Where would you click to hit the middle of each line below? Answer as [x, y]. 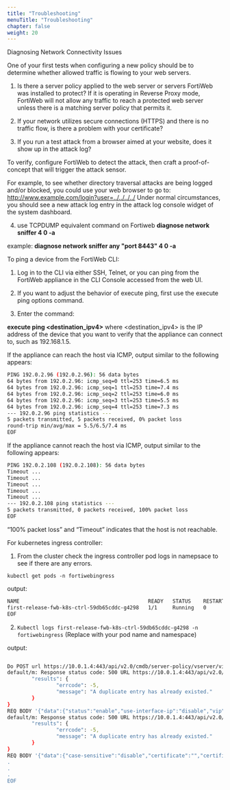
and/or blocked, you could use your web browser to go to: [89, 190]
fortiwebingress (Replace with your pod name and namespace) [107, 634]
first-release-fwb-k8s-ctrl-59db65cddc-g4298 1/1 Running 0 [107, 607]
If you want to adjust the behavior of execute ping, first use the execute [118, 293]
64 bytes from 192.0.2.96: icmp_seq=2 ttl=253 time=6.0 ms [93, 394]
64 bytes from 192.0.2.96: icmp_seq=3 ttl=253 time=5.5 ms [93, 400]
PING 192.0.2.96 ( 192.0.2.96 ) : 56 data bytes [73, 375]
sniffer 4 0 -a [36, 233]
